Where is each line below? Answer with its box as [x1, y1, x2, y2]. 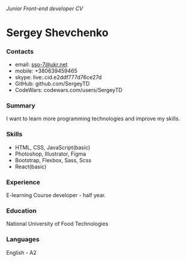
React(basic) [14, 163, 47, 170]
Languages [6, 235, 40, 243]
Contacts [6, 47, 34, 55]
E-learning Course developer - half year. [6, 191, 106, 198]
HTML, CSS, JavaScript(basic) [14, 144, 91, 151]
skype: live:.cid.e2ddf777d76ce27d [14, 74, 102, 81]
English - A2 [6, 249, 37, 256]
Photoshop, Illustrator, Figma [14, 150, 86, 157]
